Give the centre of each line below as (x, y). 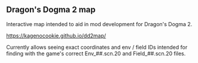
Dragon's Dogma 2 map (51, 10)
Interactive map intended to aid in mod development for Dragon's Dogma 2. (99, 24)
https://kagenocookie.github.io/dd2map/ (56, 36)
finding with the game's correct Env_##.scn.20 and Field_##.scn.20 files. (96, 53)
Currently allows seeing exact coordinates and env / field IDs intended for (97, 47)
